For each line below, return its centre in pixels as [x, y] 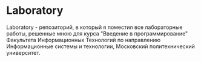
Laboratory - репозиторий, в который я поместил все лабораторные [94, 27]
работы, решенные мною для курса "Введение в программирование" [97, 33]
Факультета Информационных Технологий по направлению [84, 40]
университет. [23, 52]
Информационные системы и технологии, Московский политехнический [100, 46]
